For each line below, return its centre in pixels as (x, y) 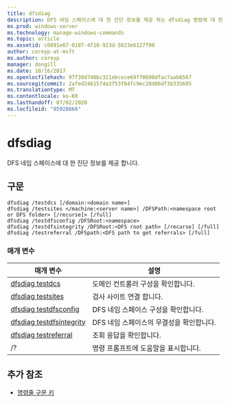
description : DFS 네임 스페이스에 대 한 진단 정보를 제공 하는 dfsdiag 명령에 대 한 (115, 20)
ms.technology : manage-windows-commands (66, 33)
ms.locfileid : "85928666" (44, 109)
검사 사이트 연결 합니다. (128, 297)
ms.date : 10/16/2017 (37, 71)
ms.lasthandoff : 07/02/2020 (47, 103)
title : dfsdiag (29, 13)
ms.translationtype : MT (41, 90)
